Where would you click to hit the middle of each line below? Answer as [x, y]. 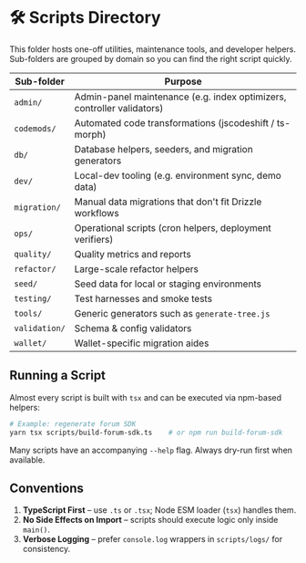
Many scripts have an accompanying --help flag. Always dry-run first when [151, 450]
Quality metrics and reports [133, 254]
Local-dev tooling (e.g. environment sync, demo [178, 175]
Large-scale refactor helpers [136, 268]
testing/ [33, 298]
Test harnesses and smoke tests [143, 298]
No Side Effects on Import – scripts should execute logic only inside [150, 520]
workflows [97, 213]
